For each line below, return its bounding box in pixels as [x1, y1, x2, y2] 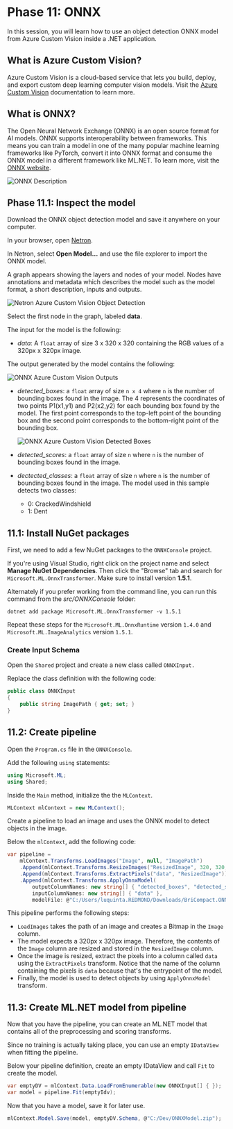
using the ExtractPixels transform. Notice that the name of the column [17, 959, 221, 968]
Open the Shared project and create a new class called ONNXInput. [7, 661, 196, 669]
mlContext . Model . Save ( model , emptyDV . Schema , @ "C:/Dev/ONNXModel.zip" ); [7, 1114, 222, 1122]
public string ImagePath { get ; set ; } [19, 701, 135, 708]
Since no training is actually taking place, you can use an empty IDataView [7, 1041, 219, 1049]
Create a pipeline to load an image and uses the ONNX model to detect [7, 817, 210, 825]
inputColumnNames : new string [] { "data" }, [32, 890, 163, 897]
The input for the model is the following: [7, 326, 121, 334]
